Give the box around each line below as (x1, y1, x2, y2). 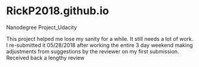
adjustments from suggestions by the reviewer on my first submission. (6, 47, 179, 55)
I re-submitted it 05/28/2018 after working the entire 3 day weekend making (6, 42, 193, 49)
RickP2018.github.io (6, 4, 109, 18)
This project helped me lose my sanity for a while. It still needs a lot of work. (6, 35, 194, 42)
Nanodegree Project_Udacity (6, 24, 77, 31)
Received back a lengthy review (6, 54, 85, 61)
